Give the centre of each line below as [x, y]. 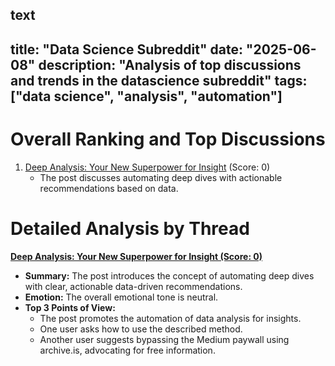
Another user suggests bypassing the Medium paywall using [164, 339]
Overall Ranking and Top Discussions [168, 139]
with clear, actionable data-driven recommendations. [133, 286]
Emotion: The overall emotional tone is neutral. [121, 297]
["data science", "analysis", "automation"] [146, 96]
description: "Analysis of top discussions [170, 64]
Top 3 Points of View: [70, 307]
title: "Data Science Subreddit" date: [126, 49]
